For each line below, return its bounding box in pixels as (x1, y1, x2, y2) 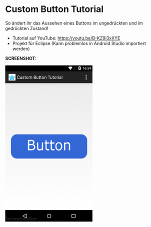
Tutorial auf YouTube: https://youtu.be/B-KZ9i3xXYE (12, 35, 120, 41)
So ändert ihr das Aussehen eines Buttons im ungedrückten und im (5, 20, 143, 26)
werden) (12, 45, 30, 51)
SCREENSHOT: (5, 55, 36, 61)
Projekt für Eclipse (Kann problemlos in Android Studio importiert (12, 40, 146, 46)
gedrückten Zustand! (5, 25, 48, 31)
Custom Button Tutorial (5, 3, 104, 15)
